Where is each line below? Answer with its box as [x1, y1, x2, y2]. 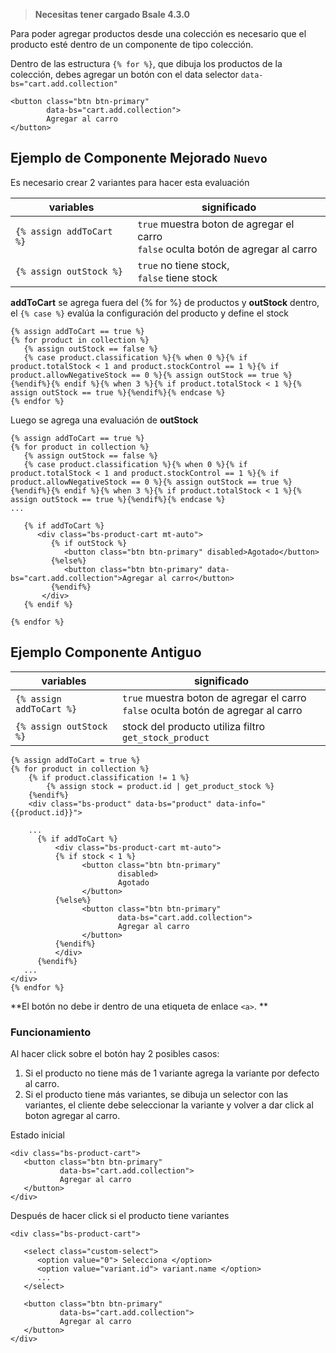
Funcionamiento [10, 1025, 92, 1039]
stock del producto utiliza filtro [122, 719, 266, 733]
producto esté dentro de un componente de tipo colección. [10, 39, 254, 50]
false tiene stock [137, 270, 218, 284]
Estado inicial [10, 1129, 65, 1141]
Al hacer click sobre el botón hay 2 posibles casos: [10, 1047, 220, 1059]
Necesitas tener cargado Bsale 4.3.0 [34, 9, 190, 20]
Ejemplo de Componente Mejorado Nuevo [10, 150, 268, 167]
